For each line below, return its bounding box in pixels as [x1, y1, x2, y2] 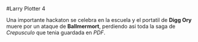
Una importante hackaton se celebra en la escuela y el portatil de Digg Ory [6, 17, 192, 23]
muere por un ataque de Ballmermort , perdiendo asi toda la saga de [6, 23, 176, 30]
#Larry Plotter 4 [6, 5, 46, 12]
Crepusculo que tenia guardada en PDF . [6, 29, 105, 36]
